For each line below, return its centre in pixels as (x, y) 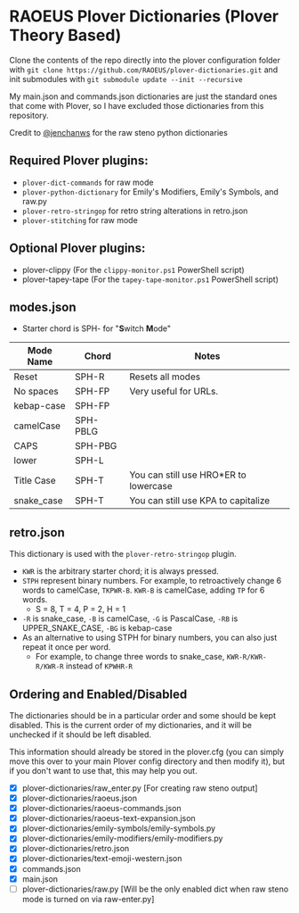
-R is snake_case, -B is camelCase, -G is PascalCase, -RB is (130, 618)
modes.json (43, 307)
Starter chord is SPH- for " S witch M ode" (97, 328)
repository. (29, 115)
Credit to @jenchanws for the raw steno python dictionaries (119, 132)
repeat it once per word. (66, 647)
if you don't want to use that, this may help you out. (103, 771)
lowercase (151, 486)
